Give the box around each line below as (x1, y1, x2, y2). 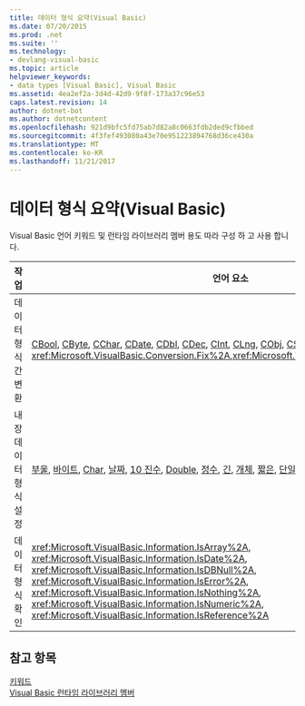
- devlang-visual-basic (9, 55, 100, 64)
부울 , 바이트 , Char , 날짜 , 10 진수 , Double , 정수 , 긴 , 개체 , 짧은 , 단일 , (31, 464, 299, 476)
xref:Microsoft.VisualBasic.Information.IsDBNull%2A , (31, 564, 257, 576)
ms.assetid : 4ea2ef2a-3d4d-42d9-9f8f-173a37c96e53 (9, 89, 205, 98)
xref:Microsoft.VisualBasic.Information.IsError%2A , (31, 575, 250, 588)
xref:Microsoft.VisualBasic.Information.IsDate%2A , (31, 553, 248, 565)
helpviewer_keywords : (9, 73, 92, 82)
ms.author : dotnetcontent (9, 114, 107, 123)
